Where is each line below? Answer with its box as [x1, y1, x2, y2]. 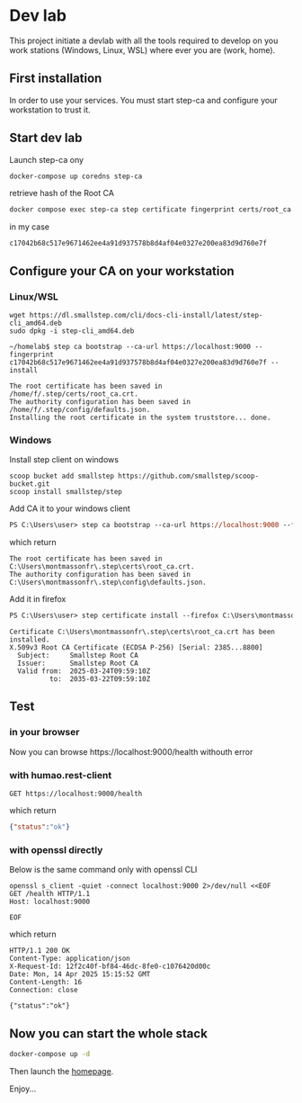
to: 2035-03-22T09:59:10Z [49, 675, 151, 684]
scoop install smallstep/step [9, 488, 123, 497]
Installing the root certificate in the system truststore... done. [9, 413, 271, 422]
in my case [9, 221, 50, 232]
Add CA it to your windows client [9, 503, 130, 514]
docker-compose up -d [9, 1050, 91, 1059]
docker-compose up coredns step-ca [9, 172, 143, 181]
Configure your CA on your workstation [9, 263, 235, 279]
